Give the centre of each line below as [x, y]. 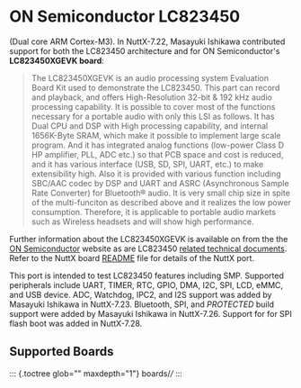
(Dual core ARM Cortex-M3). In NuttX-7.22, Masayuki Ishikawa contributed [147, 41]
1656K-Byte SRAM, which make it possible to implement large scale [156, 135]
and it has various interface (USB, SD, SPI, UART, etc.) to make [147, 164]
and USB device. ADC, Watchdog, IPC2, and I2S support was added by [141, 294]
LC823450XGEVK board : [57, 60]
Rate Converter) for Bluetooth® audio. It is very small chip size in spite [160, 193]
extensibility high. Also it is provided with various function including [156, 174]
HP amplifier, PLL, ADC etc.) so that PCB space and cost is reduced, [157, 154]
